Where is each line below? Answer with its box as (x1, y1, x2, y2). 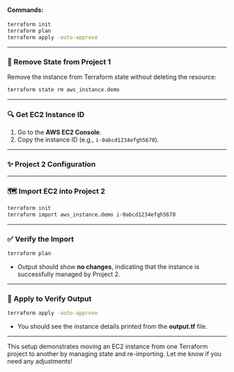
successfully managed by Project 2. (17, 270, 120, 278)
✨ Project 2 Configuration (7, 160, 96, 169)
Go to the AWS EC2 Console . (17, 128, 102, 137)
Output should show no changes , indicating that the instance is (17, 262, 200, 271)
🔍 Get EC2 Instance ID (7, 109, 85, 119)
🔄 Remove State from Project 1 (7, 56, 111, 66)
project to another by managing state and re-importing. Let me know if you (7, 349, 221, 358)
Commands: (7, 6, 44, 14)
